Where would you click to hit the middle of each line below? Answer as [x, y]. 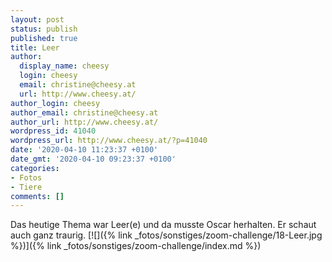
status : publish [44, 29]
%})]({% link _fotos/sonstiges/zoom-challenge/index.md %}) [136, 246]
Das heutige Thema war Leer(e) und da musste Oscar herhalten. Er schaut [163, 225]
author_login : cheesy [55, 103]
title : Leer [35, 47]
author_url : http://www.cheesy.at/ [84, 122]
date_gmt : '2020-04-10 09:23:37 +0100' [93, 159]
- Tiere [26, 187]
